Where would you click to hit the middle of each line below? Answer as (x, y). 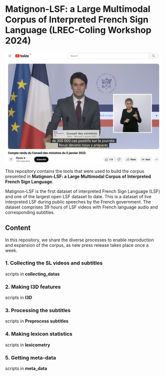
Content (18, 228)
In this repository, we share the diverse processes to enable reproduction (80, 240)
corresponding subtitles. (30, 212)
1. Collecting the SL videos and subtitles (54, 263)
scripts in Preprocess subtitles (37, 321)
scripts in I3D (19, 298)
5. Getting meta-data (31, 358)
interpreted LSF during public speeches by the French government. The (78, 202)
